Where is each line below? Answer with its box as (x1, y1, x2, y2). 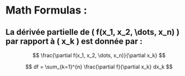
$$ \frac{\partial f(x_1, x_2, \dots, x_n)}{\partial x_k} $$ (32, 52, 166, 59)
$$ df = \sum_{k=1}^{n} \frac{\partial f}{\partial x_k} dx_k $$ (25, 63, 173, 70)
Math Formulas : (5, 4, 87, 17)
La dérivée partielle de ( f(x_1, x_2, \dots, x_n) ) (5, 27, 180, 37)
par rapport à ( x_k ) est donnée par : (5, 36, 143, 46)
